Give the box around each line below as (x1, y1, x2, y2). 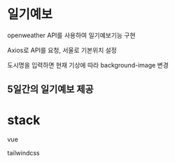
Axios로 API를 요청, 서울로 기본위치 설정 (7, 46, 117, 54)
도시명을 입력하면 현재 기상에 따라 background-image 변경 (7, 60, 169, 69)
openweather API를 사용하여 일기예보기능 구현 (7, 31, 136, 39)
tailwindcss (7, 149, 40, 157)
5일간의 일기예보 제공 (7, 84, 94, 96)
